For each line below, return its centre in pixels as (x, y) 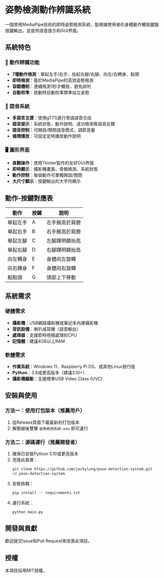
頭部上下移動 (61, 278)
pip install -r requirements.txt (46, 493)
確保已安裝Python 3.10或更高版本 (45, 454)
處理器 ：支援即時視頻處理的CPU (44, 335)
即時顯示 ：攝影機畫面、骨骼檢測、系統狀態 (55, 169)
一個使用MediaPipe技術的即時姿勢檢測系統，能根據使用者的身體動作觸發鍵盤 (82, 24)
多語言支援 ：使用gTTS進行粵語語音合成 (52, 118)
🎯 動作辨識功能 (22, 62)
